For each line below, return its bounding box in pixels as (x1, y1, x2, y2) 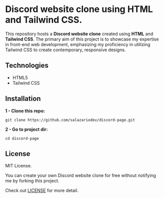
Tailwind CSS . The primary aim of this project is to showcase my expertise (5, 36, 159, 42)
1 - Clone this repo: (5, 108, 45, 114)
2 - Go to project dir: (5, 126, 48, 132)
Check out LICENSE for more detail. (5, 187, 78, 193)
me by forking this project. (5, 178, 59, 184)
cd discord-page (5, 136, 39, 141)
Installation (5, 94, 41, 103)
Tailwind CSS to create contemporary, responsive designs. (5, 47, 126, 53)
